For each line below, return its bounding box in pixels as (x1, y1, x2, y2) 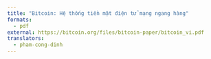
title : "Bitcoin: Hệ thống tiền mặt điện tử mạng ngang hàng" (7, 9, 189, 17)
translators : (7, 35, 45, 42)
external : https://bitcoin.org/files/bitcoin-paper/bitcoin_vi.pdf (7, 28, 205, 36)
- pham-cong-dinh (13, 41, 63, 48)
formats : (7, 16, 32, 23)
